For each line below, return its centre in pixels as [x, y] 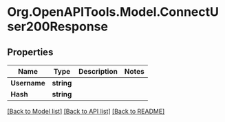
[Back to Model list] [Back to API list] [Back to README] [86, 111]
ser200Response [58, 27]
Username [28, 83]
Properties [30, 52]
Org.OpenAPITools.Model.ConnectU [113, 12]
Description [98, 71]
